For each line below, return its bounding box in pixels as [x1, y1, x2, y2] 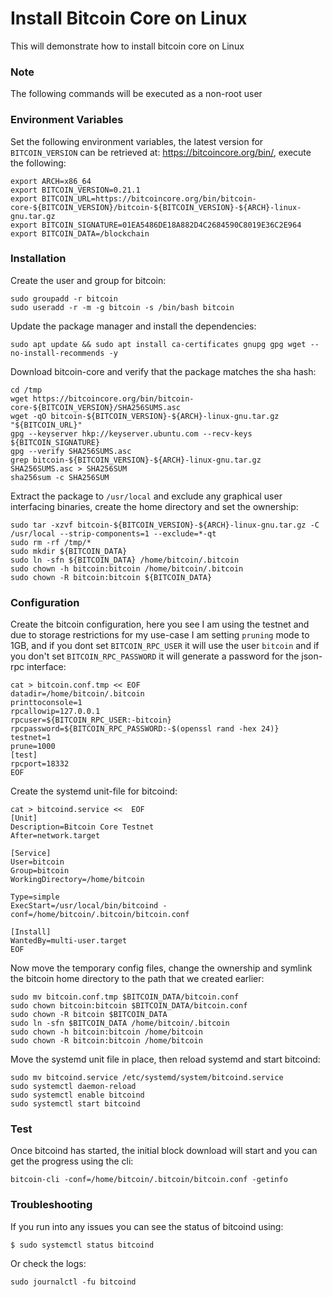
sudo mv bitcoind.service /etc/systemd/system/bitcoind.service [10, 1073, 284, 1083]
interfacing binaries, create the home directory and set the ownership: [10, 500, 299, 512]
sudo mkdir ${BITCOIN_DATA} [10, 546, 128, 556]
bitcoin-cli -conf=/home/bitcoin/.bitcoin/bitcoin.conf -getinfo [10, 1175, 288, 1185]
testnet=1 [10, 733, 52, 743]
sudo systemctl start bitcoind [10, 1099, 141, 1109]
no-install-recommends [10, 348, 105, 358]
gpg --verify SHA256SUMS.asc [10, 446, 132, 456]
